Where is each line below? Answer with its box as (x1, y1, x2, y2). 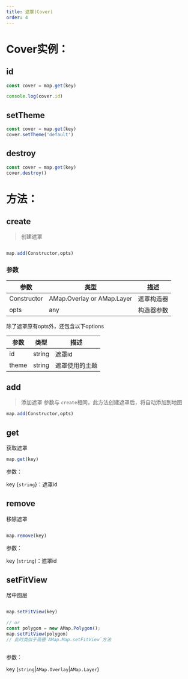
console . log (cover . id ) (6, 93, 63, 99)
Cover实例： (6, 42, 69, 56)
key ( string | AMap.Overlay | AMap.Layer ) (6, 665, 100, 672)
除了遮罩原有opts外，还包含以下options (6, 322, 104, 330)
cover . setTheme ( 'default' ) (6, 131, 74, 137)
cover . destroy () (6, 170, 47, 176)
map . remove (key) (6, 533, 47, 539)
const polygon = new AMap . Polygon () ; (6, 625, 101, 631)
